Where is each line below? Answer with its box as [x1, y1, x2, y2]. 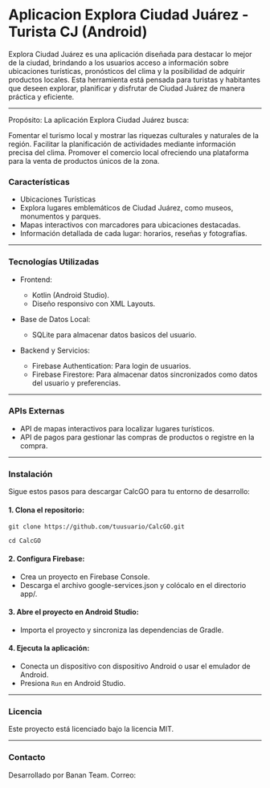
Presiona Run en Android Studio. [19, 678, 126, 688]
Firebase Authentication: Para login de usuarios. [31, 361, 191, 370]
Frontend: [19, 275, 52, 284]
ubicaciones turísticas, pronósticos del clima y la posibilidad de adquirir [8, 66, 245, 76]
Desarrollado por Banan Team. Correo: [8, 770, 137, 780]
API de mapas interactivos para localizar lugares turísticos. [19, 423, 215, 433]
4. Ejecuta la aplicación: [8, 643, 90, 653]
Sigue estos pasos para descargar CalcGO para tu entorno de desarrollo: [8, 487, 251, 496]
